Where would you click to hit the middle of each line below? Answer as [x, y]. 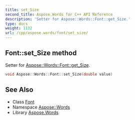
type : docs [16, 24]
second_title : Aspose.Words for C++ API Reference [59, 14]
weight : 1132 [19, 28]
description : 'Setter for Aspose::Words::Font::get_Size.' [68, 19]
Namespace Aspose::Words [41, 107]
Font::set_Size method [41, 53]
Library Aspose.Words [35, 112]
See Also [19, 90]
